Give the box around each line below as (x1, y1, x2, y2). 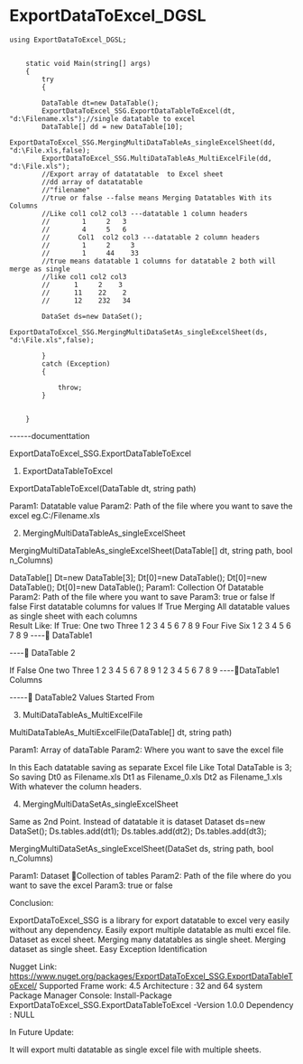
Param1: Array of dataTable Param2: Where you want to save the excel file (9, 744, 284, 755)
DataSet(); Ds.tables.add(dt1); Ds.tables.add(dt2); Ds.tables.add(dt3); (9, 826, 268, 836)
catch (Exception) (41, 359, 111, 369)
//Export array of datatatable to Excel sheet (41, 169, 224, 179)
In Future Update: (9, 1026, 75, 1037)
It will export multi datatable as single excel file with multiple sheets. (9, 1044, 262, 1055)
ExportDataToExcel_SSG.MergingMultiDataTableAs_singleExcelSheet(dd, (9, 137, 277, 147)
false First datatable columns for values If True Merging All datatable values (9, 601, 290, 611)
